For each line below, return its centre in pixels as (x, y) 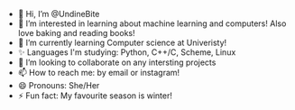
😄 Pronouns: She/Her (59, 85)
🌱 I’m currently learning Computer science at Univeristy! (122, 42)
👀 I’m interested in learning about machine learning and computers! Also (152, 23)
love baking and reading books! (76, 33)
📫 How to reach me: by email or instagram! (99, 73)
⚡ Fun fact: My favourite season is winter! (95, 96)
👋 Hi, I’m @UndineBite (59, 14)
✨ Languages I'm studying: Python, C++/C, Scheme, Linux (127, 52)
